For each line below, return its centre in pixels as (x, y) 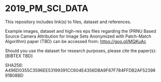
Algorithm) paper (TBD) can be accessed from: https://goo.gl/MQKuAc (76, 41)
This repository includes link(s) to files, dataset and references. (68, 22)
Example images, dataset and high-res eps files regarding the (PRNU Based (81, 31)
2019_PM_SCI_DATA (47, 8)
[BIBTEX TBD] (19, 55)
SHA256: (14, 65)
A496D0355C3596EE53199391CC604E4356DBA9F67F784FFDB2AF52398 (80, 70)
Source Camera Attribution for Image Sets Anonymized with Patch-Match (78, 36)
